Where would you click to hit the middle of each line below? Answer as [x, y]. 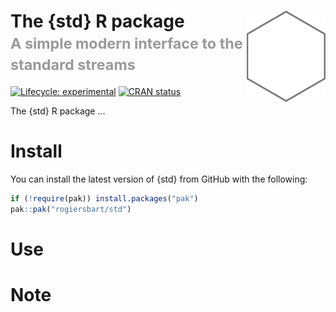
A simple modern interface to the [126, 44]
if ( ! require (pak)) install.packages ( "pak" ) [104, 198]
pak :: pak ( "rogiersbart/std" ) [71, 209]
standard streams [73, 65]
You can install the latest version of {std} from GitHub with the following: [159, 179]
